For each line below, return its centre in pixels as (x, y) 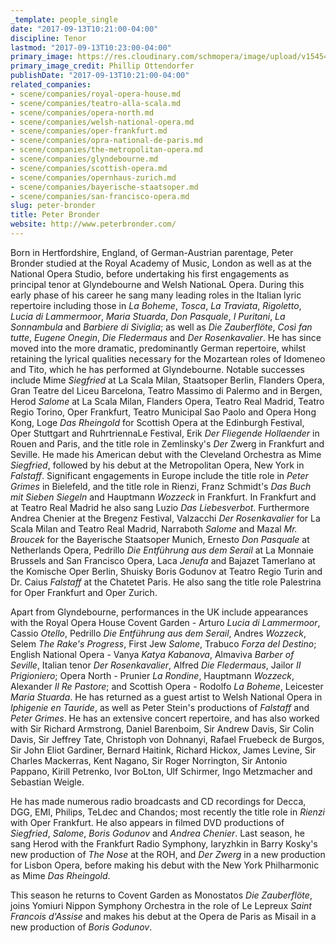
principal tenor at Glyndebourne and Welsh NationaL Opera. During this (157, 284)
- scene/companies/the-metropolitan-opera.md (106, 150)
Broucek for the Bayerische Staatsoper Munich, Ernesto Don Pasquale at (160, 539)
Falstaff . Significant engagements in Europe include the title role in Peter (159, 475)
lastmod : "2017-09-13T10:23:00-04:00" (91, 47)
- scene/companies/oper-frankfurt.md (89, 131)
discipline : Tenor (48, 38)
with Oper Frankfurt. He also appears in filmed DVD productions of (147, 822)
